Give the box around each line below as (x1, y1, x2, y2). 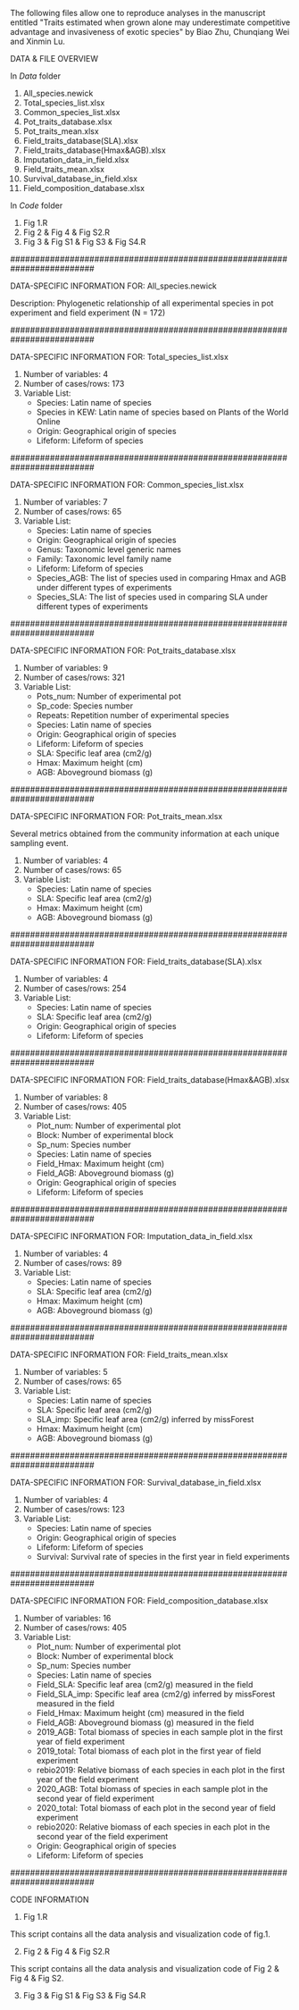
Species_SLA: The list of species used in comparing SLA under (36, 591, 269, 602)
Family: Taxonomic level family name (36, 554, 172, 564)
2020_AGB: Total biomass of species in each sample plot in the (36, 1784, 269, 1794)
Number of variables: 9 (22, 663, 108, 673)
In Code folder (10, 200, 63, 211)
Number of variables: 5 (22, 1367, 108, 1377)
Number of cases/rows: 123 (22, 1504, 126, 1514)
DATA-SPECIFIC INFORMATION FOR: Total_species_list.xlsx (10, 352, 228, 362)
